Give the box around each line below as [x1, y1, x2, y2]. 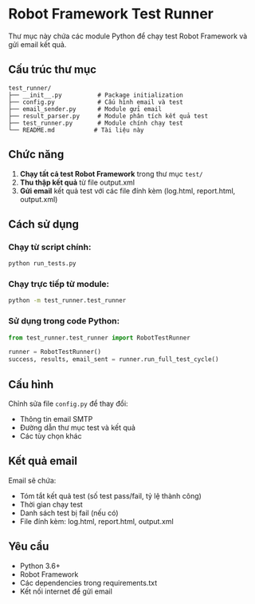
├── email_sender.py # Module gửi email [8, 105, 162, 113]
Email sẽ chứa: [8, 475, 57, 485]
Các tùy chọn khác [19, 431, 82, 441]
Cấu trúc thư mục [8, 63, 97, 77]
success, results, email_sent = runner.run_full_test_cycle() [8, 356, 219, 364]
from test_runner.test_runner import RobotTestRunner [8, 333, 191, 342]
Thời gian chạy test [19, 499, 84, 509]
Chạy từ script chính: [8, 241, 92, 252]
